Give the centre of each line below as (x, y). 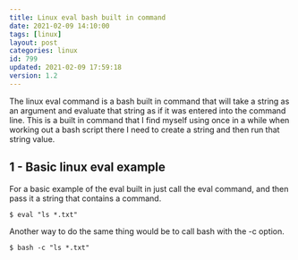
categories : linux (43, 51)
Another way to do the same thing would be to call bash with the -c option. (147, 231)
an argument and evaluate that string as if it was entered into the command (148, 110)
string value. (32, 138)
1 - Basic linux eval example (87, 168)
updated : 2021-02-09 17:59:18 (66, 68)
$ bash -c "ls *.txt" (50, 247)
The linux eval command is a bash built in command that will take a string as (149, 101)
